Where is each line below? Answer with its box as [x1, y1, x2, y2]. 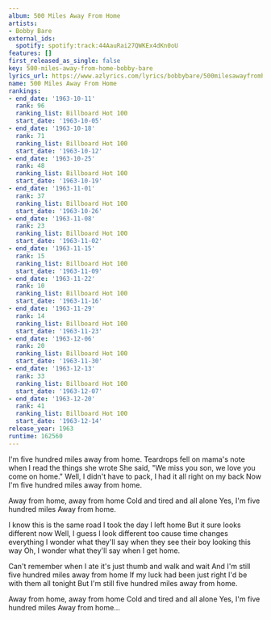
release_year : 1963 [8, 425, 74, 433]
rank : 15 [15, 252, 45, 260]
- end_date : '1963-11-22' [8, 274, 95, 283]
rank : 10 [15, 282, 45, 291]
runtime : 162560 [8, 432, 63, 440]
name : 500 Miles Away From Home [8, 79, 117, 87]
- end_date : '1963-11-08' [8, 215, 95, 223]
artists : [8, 19, 38, 27]
